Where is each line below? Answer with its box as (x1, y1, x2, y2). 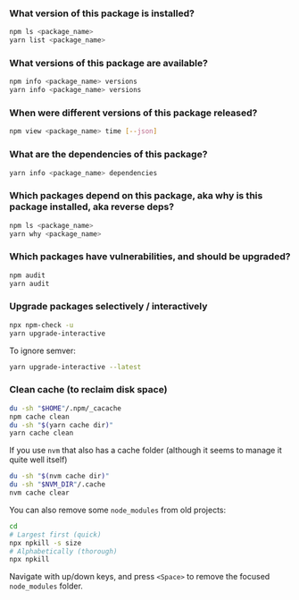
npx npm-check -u (9, 320, 74, 329)
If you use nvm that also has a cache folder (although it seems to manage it (9, 445, 283, 456)
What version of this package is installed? (9, 7, 195, 20)
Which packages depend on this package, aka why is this (9, 190, 263, 202)
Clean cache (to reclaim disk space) (9, 384, 168, 396)
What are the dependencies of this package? (9, 148, 208, 161)
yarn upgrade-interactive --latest (9, 362, 142, 371)
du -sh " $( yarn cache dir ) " (9, 420, 114, 429)
